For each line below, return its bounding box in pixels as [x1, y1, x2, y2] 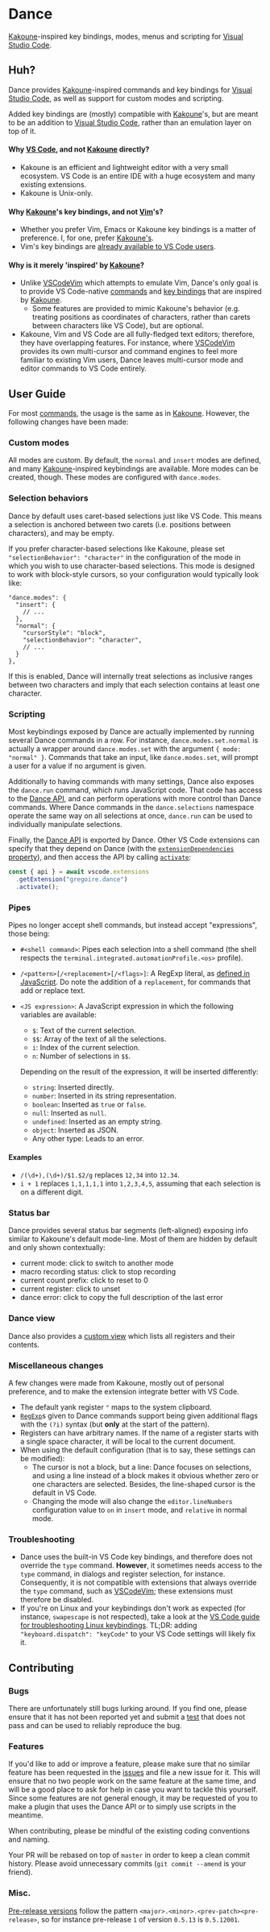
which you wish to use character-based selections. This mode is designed [8, 561, 255, 571]
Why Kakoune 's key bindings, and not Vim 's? [8, 206, 164, 216]
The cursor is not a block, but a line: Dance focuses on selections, [31, 1462, 252, 1472]
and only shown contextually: [8, 1243, 106, 1253]
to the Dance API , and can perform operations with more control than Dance [8, 794, 262, 804]
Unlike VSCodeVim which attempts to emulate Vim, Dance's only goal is [19, 278, 259, 288]
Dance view [8, 1313, 56, 1324]
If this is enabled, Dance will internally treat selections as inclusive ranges [8, 671, 253, 681]
